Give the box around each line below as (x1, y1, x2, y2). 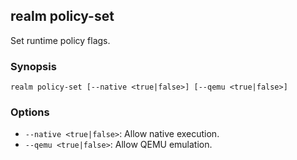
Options (10, 105, 50, 119)
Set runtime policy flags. (10, 34, 111, 46)
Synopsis (10, 59, 57, 73)
